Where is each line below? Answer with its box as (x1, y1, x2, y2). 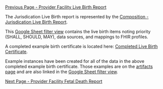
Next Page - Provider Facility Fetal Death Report (5, 79, 102, 84)
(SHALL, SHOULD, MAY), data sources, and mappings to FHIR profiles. (5, 34, 149, 40)
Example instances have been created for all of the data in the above (5, 58, 144, 64)
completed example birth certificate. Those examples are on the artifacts (5, 64, 153, 69)
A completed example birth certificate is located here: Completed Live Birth (5, 44, 158, 49)
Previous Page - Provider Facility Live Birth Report (5, 4, 107, 10)
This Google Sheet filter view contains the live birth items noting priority (5, 29, 151, 34)
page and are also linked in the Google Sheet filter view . (5, 69, 118, 75)
